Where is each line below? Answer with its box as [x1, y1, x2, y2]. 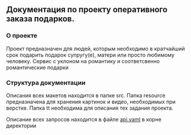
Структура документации [6, 78, 86, 87]
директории [6, 122, 37, 129]
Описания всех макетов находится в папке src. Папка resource [6, 91, 166, 99]
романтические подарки [6, 64, 69, 71]
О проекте [6, 32, 37, 40]
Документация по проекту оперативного [6, 5, 168, 15]
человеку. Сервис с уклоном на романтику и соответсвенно [6, 57, 160, 64]
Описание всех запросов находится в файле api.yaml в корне [6, 116, 161, 123]
